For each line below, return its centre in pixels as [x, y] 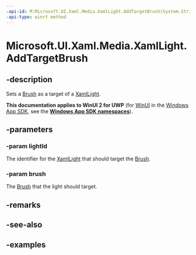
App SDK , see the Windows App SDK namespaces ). [69, 111]
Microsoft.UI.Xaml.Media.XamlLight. [97, 46]
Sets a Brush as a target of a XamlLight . [53, 93]
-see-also [24, 225]
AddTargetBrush [47, 58]
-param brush [26, 174]
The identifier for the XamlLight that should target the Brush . [78, 159]
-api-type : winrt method [36, 17]
